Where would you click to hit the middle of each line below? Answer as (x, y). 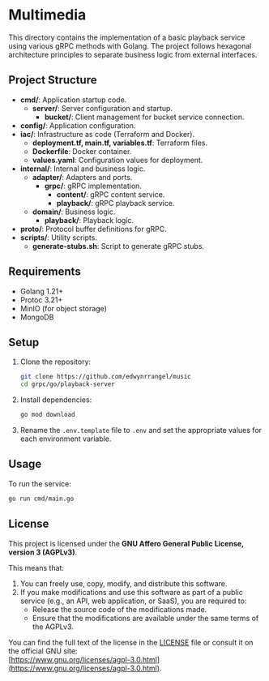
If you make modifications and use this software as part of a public (131, 592)
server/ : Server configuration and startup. (102, 108)
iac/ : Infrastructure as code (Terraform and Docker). (107, 134)
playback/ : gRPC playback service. (115, 203)
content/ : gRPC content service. (111, 194)
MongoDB (37, 317)
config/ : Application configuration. (78, 125)
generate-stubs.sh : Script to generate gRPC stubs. (118, 246)
